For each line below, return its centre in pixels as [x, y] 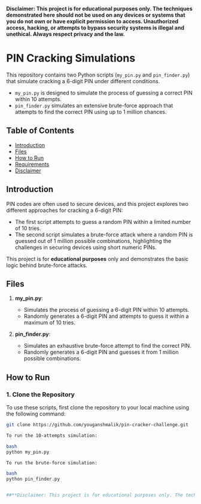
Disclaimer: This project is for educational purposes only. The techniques [99, 9]
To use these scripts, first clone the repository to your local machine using [98, 408]
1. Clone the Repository [40, 394]
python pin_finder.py [33, 479]
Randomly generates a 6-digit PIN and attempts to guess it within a [106, 316]
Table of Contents [40, 131]
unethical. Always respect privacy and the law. [66, 34]
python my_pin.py [28, 452]
